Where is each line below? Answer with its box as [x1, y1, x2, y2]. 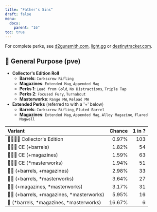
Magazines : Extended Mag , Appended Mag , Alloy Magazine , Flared [19, 112, 148, 117]
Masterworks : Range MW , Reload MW [19, 96, 89, 102]
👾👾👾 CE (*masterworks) [7, 159, 63, 166]
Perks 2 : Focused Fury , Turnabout [19, 91, 86, 96]
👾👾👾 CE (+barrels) [7, 143, 50, 150]
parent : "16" [14, 25, 40, 30]
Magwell [19, 116, 35, 122]
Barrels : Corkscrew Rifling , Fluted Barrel [19, 106, 105, 112]
